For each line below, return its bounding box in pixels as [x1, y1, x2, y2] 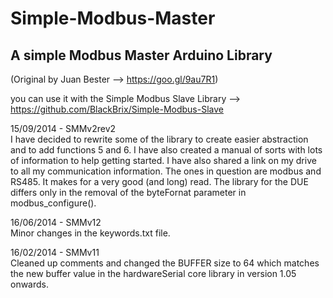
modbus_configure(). [10, 197, 97, 209]
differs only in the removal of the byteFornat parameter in [10, 187, 247, 198]
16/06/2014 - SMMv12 [10, 217, 102, 228]
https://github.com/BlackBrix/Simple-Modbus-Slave [10, 103, 224, 115]
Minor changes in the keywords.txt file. [10, 227, 171, 239]
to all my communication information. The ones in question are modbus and [10, 165, 322, 177]
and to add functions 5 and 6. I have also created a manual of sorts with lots [10, 144, 323, 156]
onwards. [10, 278, 50, 290]
